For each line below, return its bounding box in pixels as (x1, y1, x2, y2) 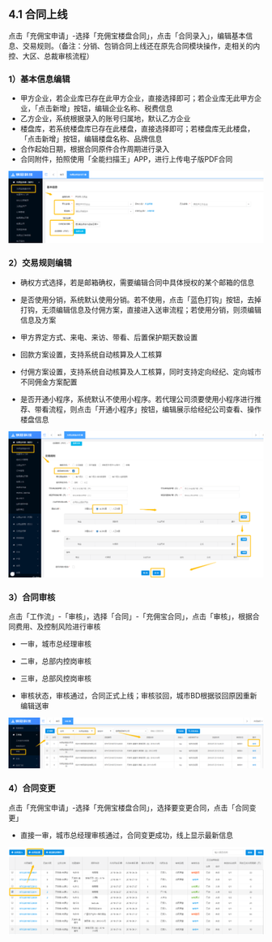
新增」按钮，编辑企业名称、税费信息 (52, 104, 173, 114)
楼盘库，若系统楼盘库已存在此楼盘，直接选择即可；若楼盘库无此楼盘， (19, 124, 255, 134)
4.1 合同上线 (8, 7, 68, 22)
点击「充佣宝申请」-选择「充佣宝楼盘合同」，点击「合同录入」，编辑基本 (8, 31, 246, 41)
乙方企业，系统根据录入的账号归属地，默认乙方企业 (19, 114, 191, 123)
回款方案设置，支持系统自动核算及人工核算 (19, 349, 163, 359)
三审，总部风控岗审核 (19, 673, 91, 683)
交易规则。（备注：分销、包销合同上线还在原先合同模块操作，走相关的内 (22, 41, 261, 50)
